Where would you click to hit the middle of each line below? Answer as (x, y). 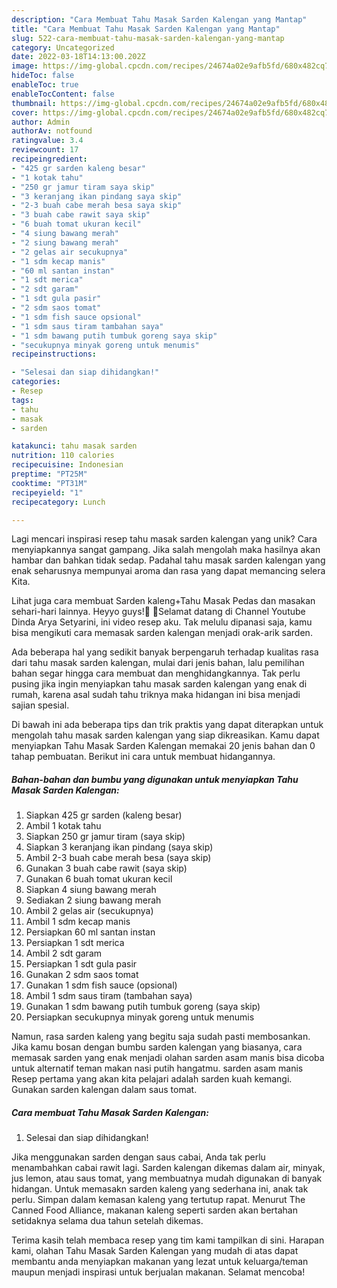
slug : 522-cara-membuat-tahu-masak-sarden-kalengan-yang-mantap (148, 38)
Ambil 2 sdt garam (64, 953)
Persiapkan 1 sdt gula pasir (81, 964)
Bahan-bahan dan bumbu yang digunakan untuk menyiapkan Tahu (155, 779)
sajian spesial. (40, 705)
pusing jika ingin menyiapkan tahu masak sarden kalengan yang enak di (159, 684)
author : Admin (41, 122)
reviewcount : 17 (45, 150)
